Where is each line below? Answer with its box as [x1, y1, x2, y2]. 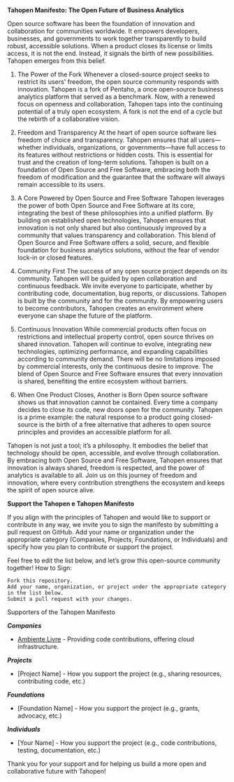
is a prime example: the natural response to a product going [17, 413, 190, 421]
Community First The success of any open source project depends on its [17, 267, 228, 275]
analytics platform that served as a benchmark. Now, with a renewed [17, 92, 215, 101]
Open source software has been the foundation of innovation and [7, 20, 196, 27]
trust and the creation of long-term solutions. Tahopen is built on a [17, 158, 209, 166]
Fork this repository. [7, 577, 73, 584]
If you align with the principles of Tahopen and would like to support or [7, 513, 211, 521]
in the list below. [7, 590, 64, 597]
